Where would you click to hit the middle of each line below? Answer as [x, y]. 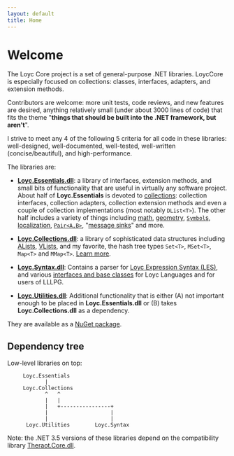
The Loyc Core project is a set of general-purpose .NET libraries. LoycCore [115, 74]
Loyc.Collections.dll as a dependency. [73, 311]
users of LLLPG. [41, 282]
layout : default [31, 14]
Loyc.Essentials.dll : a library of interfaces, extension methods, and [114, 181]
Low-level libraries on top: [45, 363]
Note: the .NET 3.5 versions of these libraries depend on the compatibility [113, 438]
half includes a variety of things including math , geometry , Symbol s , [114, 218]
